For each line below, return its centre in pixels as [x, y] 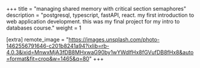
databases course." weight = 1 [44, 28]
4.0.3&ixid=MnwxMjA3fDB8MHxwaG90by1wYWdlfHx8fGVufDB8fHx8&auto [100, 52]
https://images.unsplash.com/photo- [114, 39]
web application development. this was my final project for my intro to [93, 21]
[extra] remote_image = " [37, 39]
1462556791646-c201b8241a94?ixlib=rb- [58, 46]
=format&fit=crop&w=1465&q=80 [48, 59]
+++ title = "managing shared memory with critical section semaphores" [96, 9]
